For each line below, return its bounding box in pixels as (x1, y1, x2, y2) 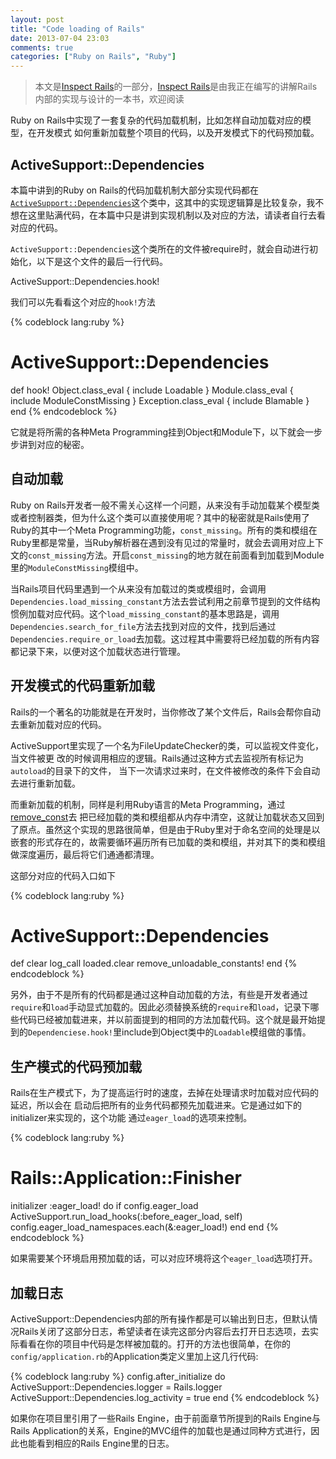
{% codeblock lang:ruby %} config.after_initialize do (10, 1371, 226, 1382)
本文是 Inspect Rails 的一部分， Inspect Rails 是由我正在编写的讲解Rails (34, 81, 318, 93)
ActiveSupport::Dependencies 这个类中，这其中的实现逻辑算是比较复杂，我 (10, 196, 316, 208)
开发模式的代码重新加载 (10, 677, 155, 695)
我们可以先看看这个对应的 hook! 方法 (10, 296, 156, 308)
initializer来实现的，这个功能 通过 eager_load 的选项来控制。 (10, 1112, 253, 1124)
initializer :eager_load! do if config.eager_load (10, 1200, 199, 1212)
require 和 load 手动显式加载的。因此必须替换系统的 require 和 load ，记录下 (10, 1001, 311, 1013)
